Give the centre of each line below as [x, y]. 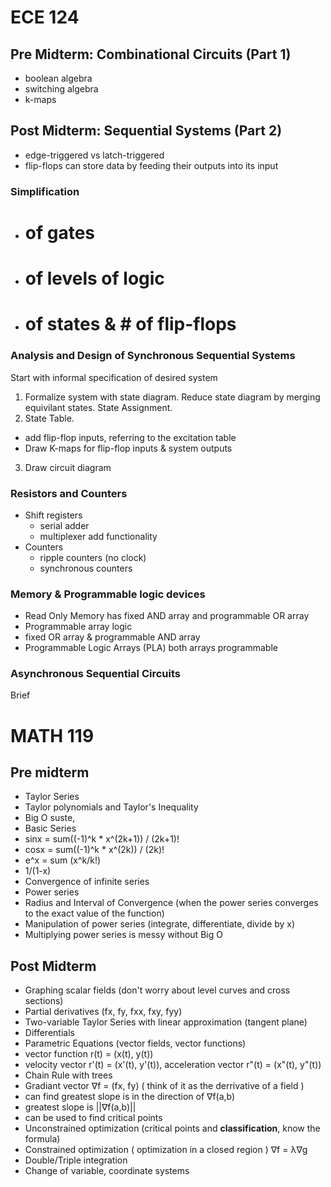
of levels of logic [94, 278]
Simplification [45, 191]
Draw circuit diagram [68, 467]
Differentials [49, 1033]
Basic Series [50, 828]
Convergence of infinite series [87, 882]
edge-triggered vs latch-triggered [94, 155]
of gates [60, 232]
